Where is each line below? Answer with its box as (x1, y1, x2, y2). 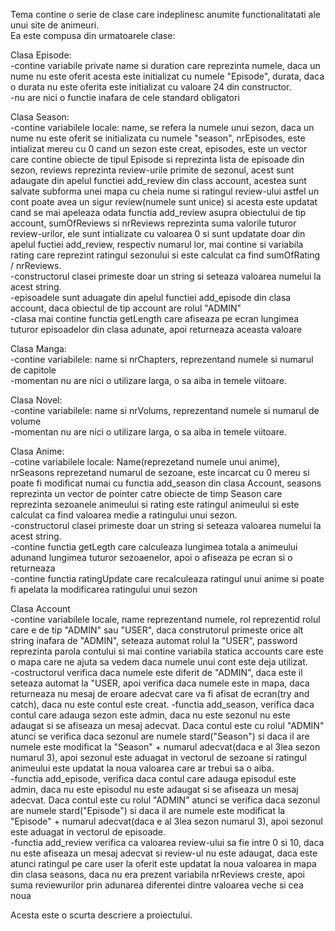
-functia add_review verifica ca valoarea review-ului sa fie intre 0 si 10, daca (10, 837, 325, 848)
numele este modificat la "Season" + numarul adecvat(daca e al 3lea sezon (10, 741, 321, 753)
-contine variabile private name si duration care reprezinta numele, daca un (10, 60, 321, 71)
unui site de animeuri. (10, 19, 100, 31)
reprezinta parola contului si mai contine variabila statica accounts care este (10, 645, 324, 657)
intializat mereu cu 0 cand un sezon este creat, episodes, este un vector (10, 143, 308, 154)
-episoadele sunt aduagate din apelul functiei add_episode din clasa (10, 292, 292, 303)
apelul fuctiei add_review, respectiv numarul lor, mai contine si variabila (10, 239, 304, 250)
